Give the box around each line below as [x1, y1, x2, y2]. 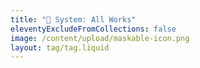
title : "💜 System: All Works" [10, 14, 137, 25]
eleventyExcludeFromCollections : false [10, 24, 177, 34]
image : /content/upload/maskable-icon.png [10, 33, 190, 43]
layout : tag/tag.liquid [10, 42, 110, 53]
